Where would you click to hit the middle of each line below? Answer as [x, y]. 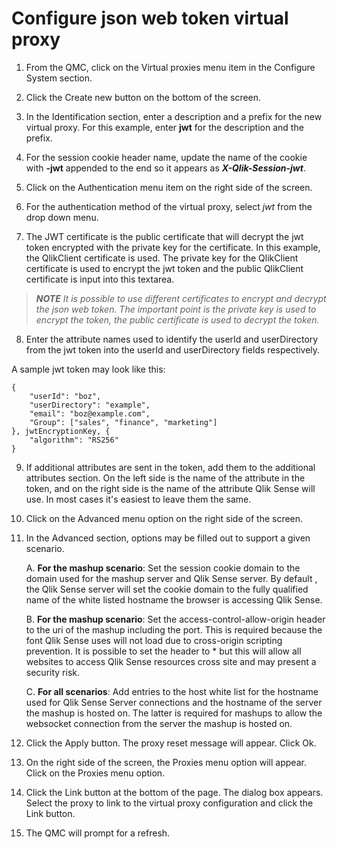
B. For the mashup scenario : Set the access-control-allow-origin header [175, 619]
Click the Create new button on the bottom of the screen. [143, 97]
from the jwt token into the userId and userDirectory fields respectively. [173, 349]
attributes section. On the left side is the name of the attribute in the [165, 478]
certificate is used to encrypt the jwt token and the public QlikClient [164, 268]
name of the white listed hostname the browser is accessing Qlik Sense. [174, 599]
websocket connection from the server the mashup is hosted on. [159, 723]
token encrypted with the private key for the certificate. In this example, [173, 247]
